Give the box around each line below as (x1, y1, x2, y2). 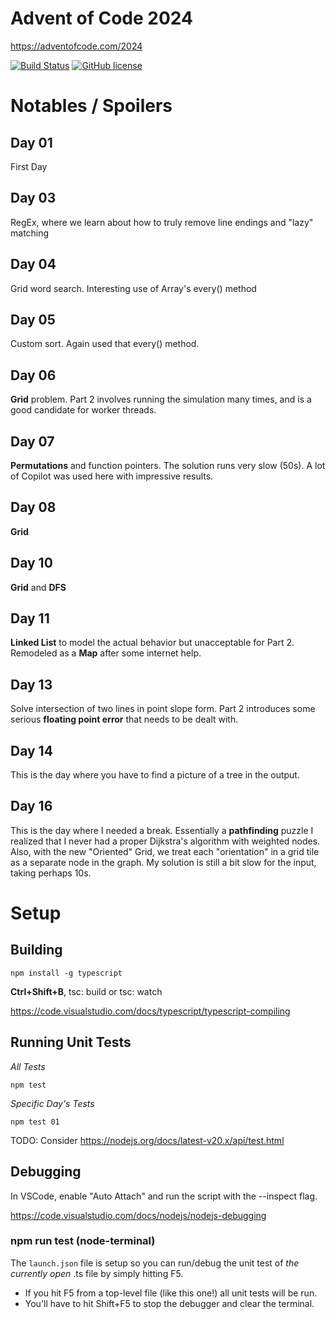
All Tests (10, 1060, 46, 1072)
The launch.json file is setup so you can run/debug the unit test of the (10, 1257, 300, 1269)
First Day (10, 160, 48, 172)
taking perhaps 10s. (10, 867, 92, 879)
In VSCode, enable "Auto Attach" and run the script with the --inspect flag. (10, 1190, 318, 1202)
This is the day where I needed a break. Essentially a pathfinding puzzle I (10, 824, 314, 836)
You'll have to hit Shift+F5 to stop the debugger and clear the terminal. (24, 1297, 315, 1309)
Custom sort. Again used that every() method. (10, 338, 200, 350)
